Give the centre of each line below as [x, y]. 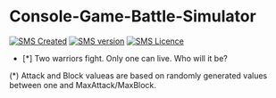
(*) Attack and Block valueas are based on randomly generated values [138, 75]
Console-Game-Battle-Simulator [133, 16]
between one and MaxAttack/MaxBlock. [83, 85]
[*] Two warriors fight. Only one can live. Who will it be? [125, 58]
